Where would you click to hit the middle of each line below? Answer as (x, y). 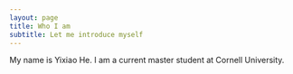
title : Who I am (40, 26)
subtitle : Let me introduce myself (76, 34)
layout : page (34, 18)
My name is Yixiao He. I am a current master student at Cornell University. (147, 60)
